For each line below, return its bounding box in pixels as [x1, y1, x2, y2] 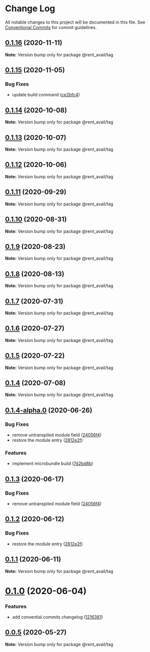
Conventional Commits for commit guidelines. [5, 24, 97, 30]
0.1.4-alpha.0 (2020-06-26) [5, 406, 93, 414]
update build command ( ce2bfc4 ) [12, 92, 80, 98]
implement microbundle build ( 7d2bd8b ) [12, 460, 93, 467]
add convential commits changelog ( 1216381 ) [12, 614, 103, 620]
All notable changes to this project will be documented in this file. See [5, 19, 146, 25]
